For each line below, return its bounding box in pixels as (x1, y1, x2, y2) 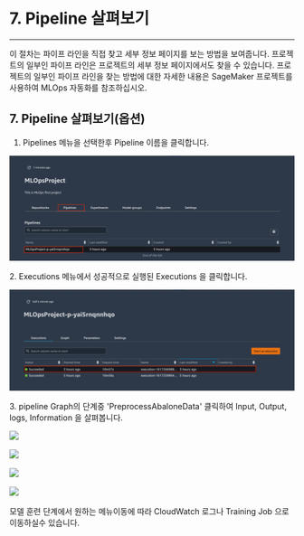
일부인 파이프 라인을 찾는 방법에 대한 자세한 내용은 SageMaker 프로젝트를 (33, 71, 293, 81)
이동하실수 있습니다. (9, 517, 80, 529)
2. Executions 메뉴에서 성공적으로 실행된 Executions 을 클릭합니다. (9, 271, 248, 282)
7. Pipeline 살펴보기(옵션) (9, 111, 146, 127)
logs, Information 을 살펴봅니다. (9, 412, 124, 423)
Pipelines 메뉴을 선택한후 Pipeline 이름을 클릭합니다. (22, 136, 210, 147)
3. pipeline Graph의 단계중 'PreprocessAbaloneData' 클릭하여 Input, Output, (9, 401, 288, 412)
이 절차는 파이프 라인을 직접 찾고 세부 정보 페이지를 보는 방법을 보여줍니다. (9, 48, 270, 59)
